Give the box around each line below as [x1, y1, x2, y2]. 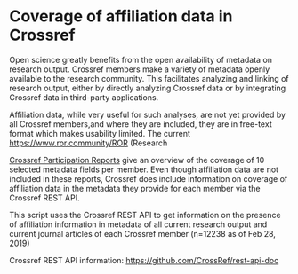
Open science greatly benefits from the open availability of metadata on [9, 54, 273, 65]
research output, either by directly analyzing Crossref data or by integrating [9, 82, 286, 93]
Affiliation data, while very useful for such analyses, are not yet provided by [9, 109, 286, 120]
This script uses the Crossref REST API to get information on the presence [9, 209, 282, 220]
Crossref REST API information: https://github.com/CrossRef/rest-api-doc [9, 254, 279, 265]
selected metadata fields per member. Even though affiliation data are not [9, 164, 278, 175]
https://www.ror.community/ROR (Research [9, 137, 168, 148]
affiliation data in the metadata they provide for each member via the [9, 183, 261, 193]
